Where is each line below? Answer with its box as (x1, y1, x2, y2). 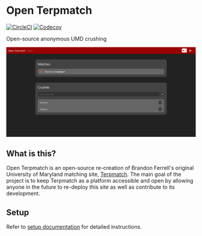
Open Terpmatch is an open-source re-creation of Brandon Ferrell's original (6, 165, 194, 172)
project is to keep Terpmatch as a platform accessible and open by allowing (6, 177, 194, 184)
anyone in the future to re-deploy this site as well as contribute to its (6, 184, 176, 191)
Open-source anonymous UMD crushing (6, 35, 107, 42)
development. (6, 190, 40, 197)
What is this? (6, 148, 57, 159)
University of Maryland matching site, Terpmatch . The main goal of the (6, 171, 182, 178)
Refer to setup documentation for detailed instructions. (6, 223, 142, 231)
